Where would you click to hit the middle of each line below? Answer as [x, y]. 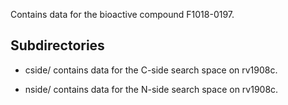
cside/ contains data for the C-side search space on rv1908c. [151, 70]
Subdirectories [57, 45]
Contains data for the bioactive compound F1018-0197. [122, 14]
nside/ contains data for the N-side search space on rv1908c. [151, 89]
